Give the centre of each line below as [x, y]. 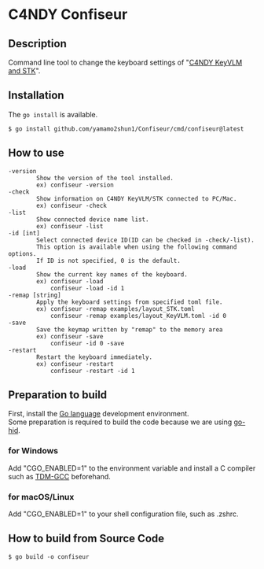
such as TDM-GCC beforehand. [60, 476]
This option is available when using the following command [137, 247]
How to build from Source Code [86, 539]
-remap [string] [35, 295]
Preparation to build [58, 395]
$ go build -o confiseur [49, 556]
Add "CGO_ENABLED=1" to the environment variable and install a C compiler [132, 468]
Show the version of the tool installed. [105, 178]
